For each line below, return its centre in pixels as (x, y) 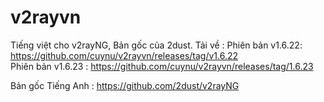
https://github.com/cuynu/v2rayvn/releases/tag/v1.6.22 (124, 55)
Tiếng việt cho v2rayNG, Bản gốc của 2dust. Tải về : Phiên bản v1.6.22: (156, 45)
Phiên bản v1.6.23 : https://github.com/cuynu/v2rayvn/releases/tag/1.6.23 (162, 66)
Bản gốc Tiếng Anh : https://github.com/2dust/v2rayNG (125, 85)
